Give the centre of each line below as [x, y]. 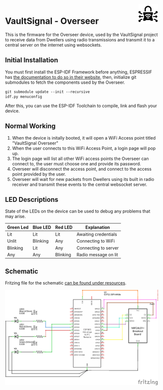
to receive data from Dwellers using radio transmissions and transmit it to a [80, 39]
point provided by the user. [39, 174]
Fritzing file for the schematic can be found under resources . [66, 283]
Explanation [98, 227]
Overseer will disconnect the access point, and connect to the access [82, 169]
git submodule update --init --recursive [48, 92]
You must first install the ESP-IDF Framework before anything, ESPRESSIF [79, 72]
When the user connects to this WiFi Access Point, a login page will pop [84, 148]
